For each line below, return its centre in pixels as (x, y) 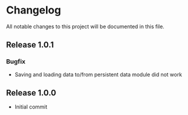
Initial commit (31, 107)
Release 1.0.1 (30, 45)
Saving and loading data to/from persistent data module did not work (98, 75)
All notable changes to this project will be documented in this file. (85, 26)
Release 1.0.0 (31, 93)
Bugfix (16, 62)
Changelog (34, 10)
